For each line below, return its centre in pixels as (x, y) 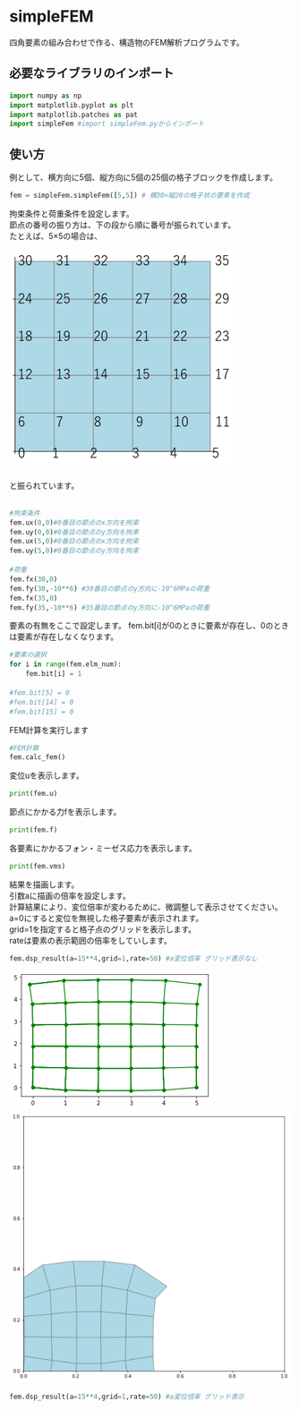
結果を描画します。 (44, 884)
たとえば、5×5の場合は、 (56, 235)
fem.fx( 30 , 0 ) (34, 579)
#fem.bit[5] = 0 (39, 692)
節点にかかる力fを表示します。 (65, 812)
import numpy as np (46, 96)
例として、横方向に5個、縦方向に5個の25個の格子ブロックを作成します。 (143, 177)
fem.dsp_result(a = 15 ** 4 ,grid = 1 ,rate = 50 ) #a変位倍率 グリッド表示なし (133, 958)
